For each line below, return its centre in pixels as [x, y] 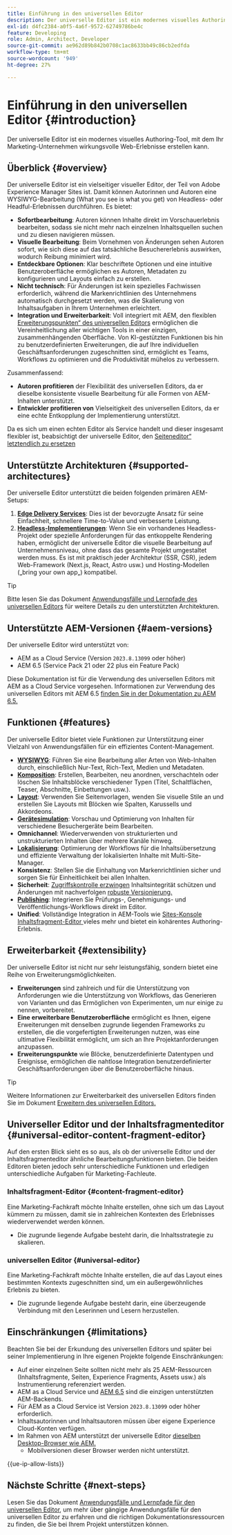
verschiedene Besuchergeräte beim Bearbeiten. [85, 826]
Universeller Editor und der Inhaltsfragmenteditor [116, 1124]
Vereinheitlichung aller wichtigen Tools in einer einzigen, [97, 330]
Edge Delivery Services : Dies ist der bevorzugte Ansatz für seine [110, 514]
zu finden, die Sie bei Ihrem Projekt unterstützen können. [88, 1524]
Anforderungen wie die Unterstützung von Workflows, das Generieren [117, 995]
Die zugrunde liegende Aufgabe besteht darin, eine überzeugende [111, 1304]
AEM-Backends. [40, 1399]
